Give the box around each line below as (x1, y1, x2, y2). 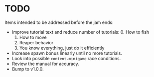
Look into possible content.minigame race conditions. (11, 55, 121, 61)
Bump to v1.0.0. (11, 66, 44, 72)
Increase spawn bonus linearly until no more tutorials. (11, 50, 123, 56)
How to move (19, 34, 47, 40)
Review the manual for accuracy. (11, 61, 79, 67)
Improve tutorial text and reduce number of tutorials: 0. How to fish (11, 29, 150, 35)
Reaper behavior (19, 39, 54, 45)
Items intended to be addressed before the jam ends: (4, 19, 114, 25)
